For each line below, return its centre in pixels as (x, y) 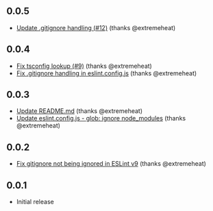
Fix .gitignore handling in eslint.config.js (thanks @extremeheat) (106, 73)
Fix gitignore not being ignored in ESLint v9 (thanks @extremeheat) (111, 164)
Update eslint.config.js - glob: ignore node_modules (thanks (101, 119)
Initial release (35, 202)
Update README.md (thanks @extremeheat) (79, 111)
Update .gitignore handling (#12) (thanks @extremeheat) (96, 27)
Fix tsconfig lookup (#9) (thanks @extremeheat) (84, 66)
